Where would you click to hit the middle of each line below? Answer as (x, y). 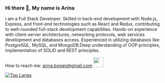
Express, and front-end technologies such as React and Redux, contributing (82, 24)
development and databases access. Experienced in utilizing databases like (82, 40)
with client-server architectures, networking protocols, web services (75, 35)
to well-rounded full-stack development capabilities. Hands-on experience (81, 29)
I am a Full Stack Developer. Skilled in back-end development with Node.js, (82, 19)
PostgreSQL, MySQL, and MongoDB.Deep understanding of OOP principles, (82, 45)
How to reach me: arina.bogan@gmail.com (49, 66)
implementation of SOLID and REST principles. (53, 50)
